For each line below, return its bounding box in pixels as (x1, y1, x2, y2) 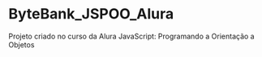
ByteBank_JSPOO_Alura (8, 5, 174, 23)
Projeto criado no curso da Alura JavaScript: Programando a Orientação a (8, 31, 255, 41)
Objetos (8, 39, 35, 49)
